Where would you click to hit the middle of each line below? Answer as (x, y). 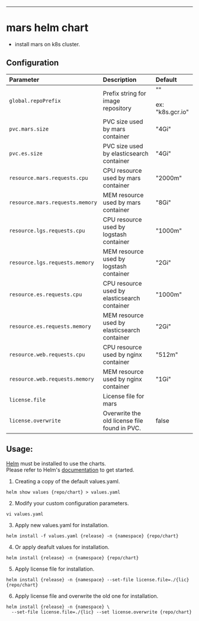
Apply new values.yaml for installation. (62, 525)
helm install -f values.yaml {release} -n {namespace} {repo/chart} (92, 536)
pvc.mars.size (29, 129)
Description (120, 80)
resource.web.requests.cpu (47, 354)
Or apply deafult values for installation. (62, 547)
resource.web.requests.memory (52, 379)
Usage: (20, 449)
